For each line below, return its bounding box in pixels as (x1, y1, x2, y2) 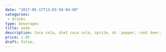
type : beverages (5, 21, 39, 26)
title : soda (5, 26, 30, 31)
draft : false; (5, 40, 35, 45)
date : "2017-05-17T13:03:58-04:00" (5, 7, 79, 12)
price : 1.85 (5, 35, 30, 40)
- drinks (7, 16, 26, 21)
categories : (5, 12, 30, 17)
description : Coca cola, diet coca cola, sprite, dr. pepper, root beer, (5, 30, 162, 35)
